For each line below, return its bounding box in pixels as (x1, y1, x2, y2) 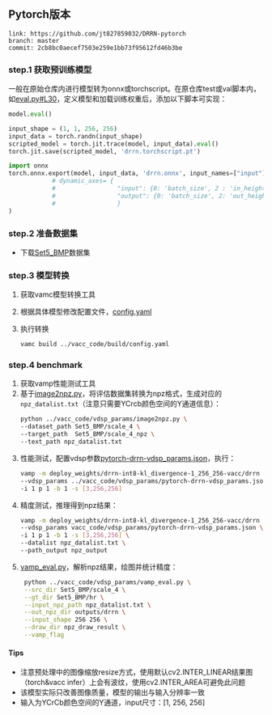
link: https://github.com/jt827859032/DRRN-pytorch (8, 29, 186, 38)
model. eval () (8, 110, 53, 119)
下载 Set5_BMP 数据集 (19, 247, 91, 257)
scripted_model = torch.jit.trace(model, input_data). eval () (8, 140, 219, 148)
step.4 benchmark (8, 359, 83, 370)
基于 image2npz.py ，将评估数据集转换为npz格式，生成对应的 (19, 389, 223, 399)
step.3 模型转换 (8, 269, 70, 281)
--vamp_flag (23, 631, 65, 639)
